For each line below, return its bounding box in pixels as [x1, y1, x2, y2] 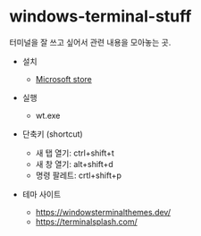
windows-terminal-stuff [9, 6, 192, 27]
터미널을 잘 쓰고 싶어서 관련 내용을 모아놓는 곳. [9, 37, 172, 47]
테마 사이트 [21, 189, 62, 199]
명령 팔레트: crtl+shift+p [35, 170, 122, 181]
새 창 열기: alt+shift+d [35, 158, 113, 169]
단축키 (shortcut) [21, 128, 83, 139]
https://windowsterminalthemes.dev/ [35, 206, 172, 217]
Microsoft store [35, 73, 92, 84]
